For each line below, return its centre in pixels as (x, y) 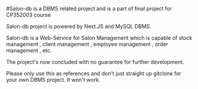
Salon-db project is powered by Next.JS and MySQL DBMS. (79, 26)
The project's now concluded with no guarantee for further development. (95, 62)
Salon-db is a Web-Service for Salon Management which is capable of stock (99, 38)
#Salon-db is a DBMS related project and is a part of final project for (89, 9)
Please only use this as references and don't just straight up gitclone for (94, 73)
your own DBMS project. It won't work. (53, 80)
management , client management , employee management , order (87, 44)
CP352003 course (29, 15)
